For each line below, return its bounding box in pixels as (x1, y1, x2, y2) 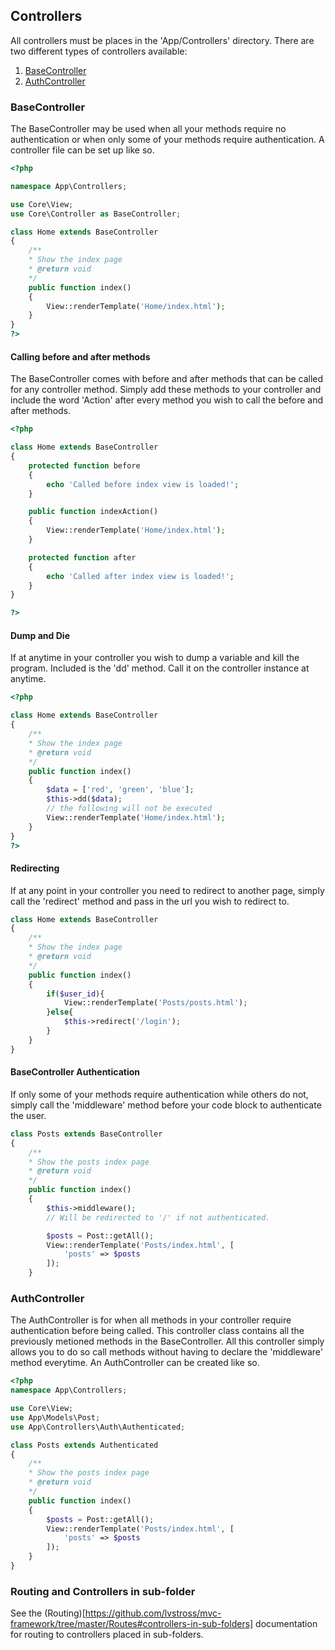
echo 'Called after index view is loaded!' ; (46, 571, 235, 581)
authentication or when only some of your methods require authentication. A (10, 134, 325, 146)
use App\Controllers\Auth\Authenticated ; (10, 1422, 186, 1432)
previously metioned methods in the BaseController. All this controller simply (10, 1335, 325, 1348)
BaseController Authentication (10, 1066, 140, 1078)
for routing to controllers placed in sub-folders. (10, 1629, 204, 1641)
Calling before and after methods (10, 350, 151, 363)
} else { (46, 1007, 74, 1018)
